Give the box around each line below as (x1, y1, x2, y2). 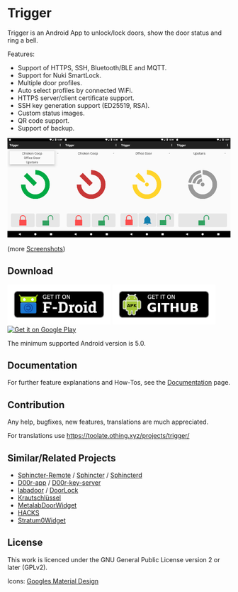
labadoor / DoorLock (17, 486, 79, 494)
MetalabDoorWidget (17, 500, 77, 509)
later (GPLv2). (7, 563, 48, 571)
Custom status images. (17, 109, 85, 117)
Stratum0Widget (17, 516, 66, 525)
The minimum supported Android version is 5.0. (7, 339, 147, 347)
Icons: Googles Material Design (7, 576, 99, 585)
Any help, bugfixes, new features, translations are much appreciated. (7, 417, 209, 427)
